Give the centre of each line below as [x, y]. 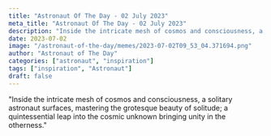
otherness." [28, 125]
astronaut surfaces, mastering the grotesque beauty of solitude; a [118, 108]
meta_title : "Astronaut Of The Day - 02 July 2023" [97, 23]
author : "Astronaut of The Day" [63, 53]
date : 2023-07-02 [38, 38]
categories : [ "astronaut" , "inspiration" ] [81, 62]
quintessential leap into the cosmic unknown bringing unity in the [117, 116]
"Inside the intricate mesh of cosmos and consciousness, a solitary [120, 99]
